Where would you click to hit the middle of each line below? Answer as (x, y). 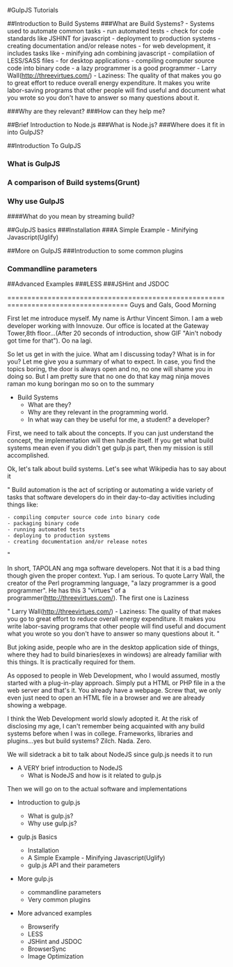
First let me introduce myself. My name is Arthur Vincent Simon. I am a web (115, 318)
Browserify (43, 927)
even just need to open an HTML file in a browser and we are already (106, 698)
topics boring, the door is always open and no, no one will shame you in (110, 369)
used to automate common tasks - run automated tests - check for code (111, 31)
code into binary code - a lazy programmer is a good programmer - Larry (112, 68)
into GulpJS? (25, 132)
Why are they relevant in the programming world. (98, 412)
